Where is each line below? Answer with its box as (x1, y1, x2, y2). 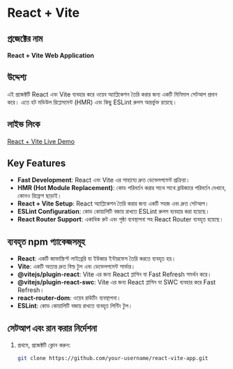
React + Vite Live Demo (7, 137, 75, 145)
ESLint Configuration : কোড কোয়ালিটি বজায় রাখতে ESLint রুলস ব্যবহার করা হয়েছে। (17, 208, 210, 216)
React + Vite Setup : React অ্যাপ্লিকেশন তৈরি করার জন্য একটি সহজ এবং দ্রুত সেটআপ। (17, 199, 209, 208)
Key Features (7, 157, 66, 169)
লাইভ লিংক (7, 119, 40, 131)
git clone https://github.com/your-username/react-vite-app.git (17, 355, 209, 362)
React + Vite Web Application (7, 51, 94, 59)
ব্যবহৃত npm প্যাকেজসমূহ (7, 236, 86, 247)
